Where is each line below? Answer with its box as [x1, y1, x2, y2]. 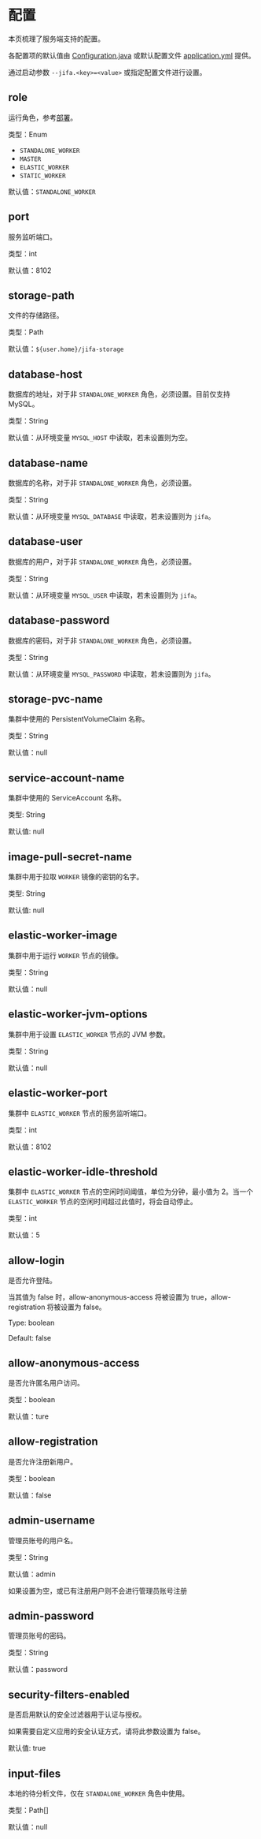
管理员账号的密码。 [8, 1631, 71, 1640]
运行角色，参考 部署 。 [8, 113, 77, 122]
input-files [8, 1766, 61, 1780]
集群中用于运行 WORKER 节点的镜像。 [8, 950, 123, 960]
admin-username [8, 1514, 96, 1528]
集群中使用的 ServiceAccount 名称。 [8, 793, 126, 803]
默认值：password [8, 1665, 68, 1674]
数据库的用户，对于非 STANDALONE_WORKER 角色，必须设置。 [8, 557, 197, 566]
